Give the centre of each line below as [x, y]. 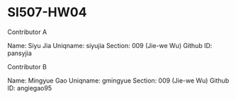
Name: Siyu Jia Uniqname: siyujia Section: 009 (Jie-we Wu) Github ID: [110, 45]
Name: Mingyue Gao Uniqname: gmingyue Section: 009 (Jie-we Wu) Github [118, 80]
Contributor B [27, 66]
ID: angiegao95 [29, 88]
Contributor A [27, 32]
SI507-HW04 [47, 12]
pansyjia [19, 53]
